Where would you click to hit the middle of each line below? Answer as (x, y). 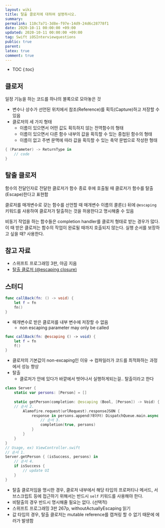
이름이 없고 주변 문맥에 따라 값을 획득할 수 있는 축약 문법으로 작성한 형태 (88, 140)
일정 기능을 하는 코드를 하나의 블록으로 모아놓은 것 (53, 99)
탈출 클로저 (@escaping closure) (45, 269)
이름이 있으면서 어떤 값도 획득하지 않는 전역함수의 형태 (72, 128)
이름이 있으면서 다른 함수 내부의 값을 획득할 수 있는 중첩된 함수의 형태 (86, 134)
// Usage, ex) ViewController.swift (43, 448)
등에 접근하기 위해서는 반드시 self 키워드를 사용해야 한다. (89, 496)
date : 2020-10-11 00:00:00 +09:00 (41, 28)
